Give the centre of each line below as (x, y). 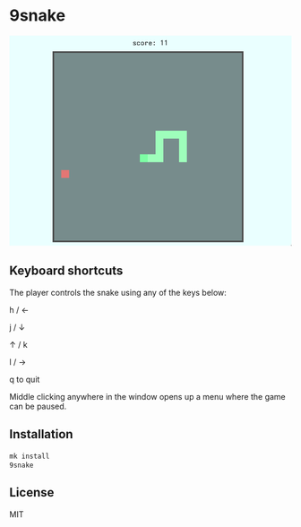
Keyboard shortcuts (66, 271)
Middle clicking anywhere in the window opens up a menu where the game (148, 396)
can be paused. (38, 406)
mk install (30, 456)
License (32, 492)
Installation (41, 434)
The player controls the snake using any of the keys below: (118, 292)
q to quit (25, 379)
